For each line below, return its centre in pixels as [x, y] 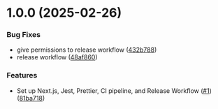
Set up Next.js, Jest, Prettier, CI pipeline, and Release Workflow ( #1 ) [114, 90]
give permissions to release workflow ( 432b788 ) [87, 50]
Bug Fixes [24, 35]
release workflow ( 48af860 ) [57, 57]
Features [22, 75]
